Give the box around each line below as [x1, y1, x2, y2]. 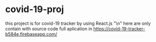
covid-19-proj [5, 4, 64, 15]
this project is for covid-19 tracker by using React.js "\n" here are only [5, 20, 151, 26]
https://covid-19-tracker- [93, 25, 145, 31]
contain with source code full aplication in [5, 25, 93, 31]
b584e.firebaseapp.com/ [5, 31, 57, 37]
